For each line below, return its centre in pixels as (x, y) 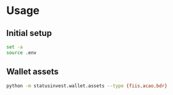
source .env (21, 52)
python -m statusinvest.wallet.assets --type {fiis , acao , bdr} (87, 86)
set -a (15, 47)
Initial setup (29, 33)
